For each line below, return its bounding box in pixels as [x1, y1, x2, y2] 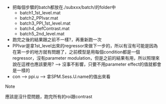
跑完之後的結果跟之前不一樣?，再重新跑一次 [12, 36, 102, 42]
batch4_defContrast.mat [19, 26, 70, 31]
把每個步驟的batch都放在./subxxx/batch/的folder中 [12, 4, 116, 10]
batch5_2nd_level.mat [19, 31, 64, 36]
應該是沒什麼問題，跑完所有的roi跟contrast [5, 94, 93, 100]
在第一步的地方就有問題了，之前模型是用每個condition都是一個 [12, 49, 140, 55]
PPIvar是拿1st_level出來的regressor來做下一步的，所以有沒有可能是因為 [12, 43, 158, 48]
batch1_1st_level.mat [19, 10, 61, 16]
